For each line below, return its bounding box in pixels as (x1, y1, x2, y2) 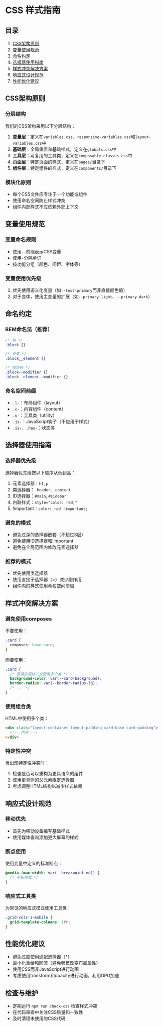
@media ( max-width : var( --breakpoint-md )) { (5, 870, 100, 876)
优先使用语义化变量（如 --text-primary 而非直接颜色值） (12, 287, 128, 293)
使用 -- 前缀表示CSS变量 (12, 248, 62, 254)
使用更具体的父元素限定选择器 (12, 777, 74, 783)
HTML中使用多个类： (5, 715, 49, 722)
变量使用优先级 (5, 275, 42, 282)
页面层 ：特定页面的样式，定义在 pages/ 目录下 (12, 159, 105, 165)
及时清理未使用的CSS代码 (12, 1015, 66, 1021)
